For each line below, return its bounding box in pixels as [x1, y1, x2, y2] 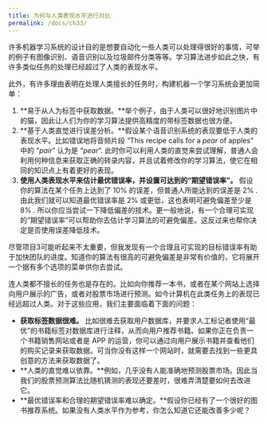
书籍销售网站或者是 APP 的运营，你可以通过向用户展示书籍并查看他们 [26, 335, 255, 345]
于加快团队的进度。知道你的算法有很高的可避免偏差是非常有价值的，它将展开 [8, 252, 260, 261]
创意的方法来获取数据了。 [19, 355, 104, 365]
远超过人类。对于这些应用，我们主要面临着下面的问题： [14, 299, 197, 308]
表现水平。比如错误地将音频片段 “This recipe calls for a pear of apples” [19, 135, 254, 145]
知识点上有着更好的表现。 [33, 165, 118, 175]
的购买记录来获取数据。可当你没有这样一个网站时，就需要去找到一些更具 [19, 346, 258, 355]
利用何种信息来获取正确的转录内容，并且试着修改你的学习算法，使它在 [19, 155, 251, 165]
